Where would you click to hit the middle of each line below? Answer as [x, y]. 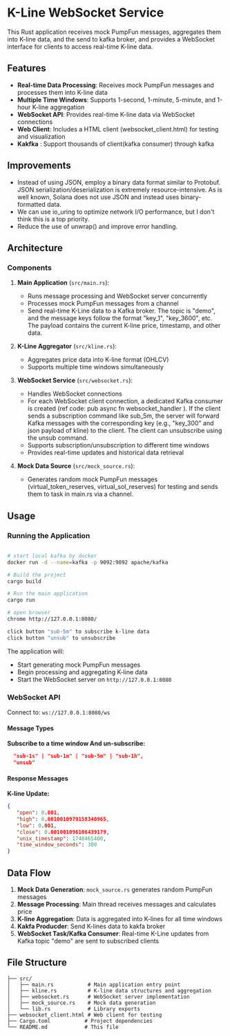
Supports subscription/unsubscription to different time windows [118, 445]
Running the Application [49, 535]
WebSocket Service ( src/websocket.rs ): [75, 380]
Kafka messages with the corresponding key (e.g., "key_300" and [121, 423]
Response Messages [38, 778]
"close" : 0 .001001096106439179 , [63, 832]
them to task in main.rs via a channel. [80, 494]
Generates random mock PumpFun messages [93, 479]
